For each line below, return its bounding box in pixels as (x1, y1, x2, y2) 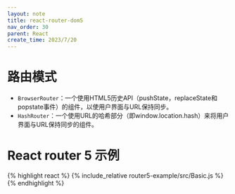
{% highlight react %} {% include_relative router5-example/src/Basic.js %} (7, 171, 224, 180)
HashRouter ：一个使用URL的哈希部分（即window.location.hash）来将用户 (17, 111, 229, 120)
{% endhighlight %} (7, 179, 65, 187)
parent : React (7, 30, 49, 37)
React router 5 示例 (7, 147, 120, 164)
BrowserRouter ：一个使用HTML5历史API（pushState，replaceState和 (17, 94, 218, 102)
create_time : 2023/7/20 (7, 37, 77, 44)
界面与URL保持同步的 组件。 (17, 121, 99, 129)
